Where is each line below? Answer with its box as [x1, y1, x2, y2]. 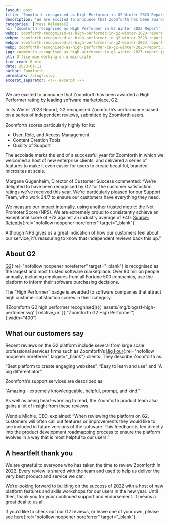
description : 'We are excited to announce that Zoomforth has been [5, 17, 150, 22]
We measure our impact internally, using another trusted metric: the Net [5, 204, 154, 210]
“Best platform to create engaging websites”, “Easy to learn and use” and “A [5, 363, 162, 369]
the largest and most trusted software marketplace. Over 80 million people [5, 268, 159, 274]
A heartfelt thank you [5, 449, 73, 457]
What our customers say [5, 329, 84, 338]
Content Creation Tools [12, 137, 61, 143]
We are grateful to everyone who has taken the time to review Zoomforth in [5, 462, 161, 469]
